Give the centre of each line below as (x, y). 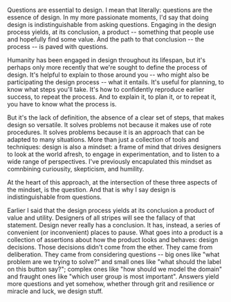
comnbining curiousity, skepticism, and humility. (76, 169)
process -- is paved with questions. (58, 47)
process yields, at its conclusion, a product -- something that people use (111, 32)
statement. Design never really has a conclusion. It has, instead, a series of (114, 225)
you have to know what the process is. (62, 104)
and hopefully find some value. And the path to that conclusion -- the (106, 39)
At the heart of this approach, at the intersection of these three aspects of (112, 182)
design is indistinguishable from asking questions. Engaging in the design (112, 25)
